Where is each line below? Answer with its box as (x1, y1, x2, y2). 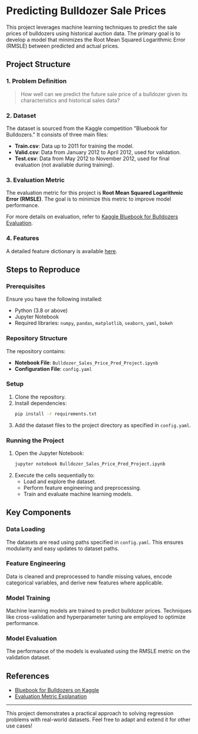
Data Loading (6, 525, 45, 533)
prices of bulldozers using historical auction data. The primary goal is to (6, 29, 181, 36)
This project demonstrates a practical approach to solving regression (6, 710, 174, 717)
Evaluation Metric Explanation (14, 693, 87, 700)
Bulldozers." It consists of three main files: (6, 131, 108, 138)
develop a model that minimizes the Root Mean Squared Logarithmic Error (6, 36, 186, 43)
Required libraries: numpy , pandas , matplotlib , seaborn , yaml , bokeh (14, 320, 173, 327)
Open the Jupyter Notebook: (14, 449, 84, 457)
